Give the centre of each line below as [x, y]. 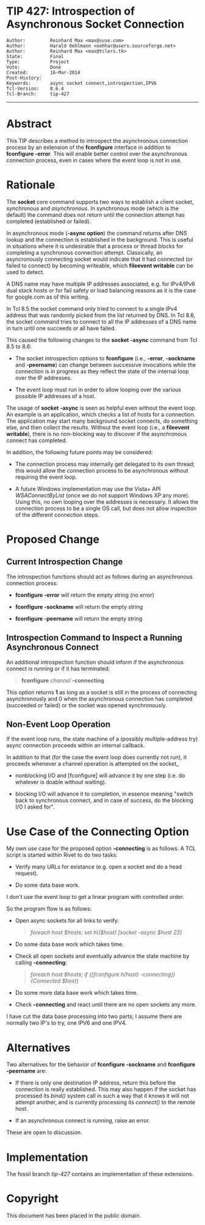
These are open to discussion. [44, 1132]
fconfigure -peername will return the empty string [78, 619]
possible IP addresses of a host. [56, 396]
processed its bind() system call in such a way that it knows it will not [102, 1096]
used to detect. [25, 272]
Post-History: [24, 78]
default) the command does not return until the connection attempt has [95, 214]
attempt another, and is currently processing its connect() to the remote [105, 1102]
